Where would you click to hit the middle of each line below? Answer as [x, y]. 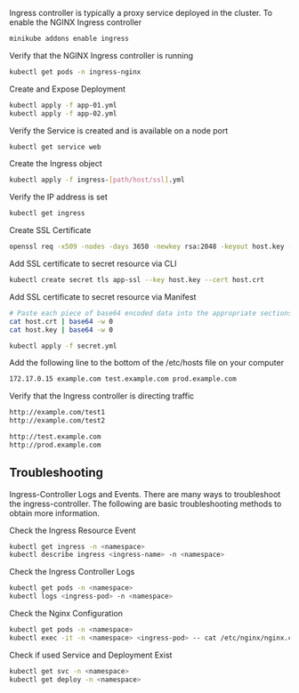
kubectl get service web [55, 147]
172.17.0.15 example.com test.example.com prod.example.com [123, 379]
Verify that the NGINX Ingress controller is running [101, 55]
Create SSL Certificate [50, 230]
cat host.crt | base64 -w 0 [61, 321]
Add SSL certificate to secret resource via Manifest [103, 296]
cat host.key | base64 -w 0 [61, 330]
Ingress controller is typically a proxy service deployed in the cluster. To [141, 13]
